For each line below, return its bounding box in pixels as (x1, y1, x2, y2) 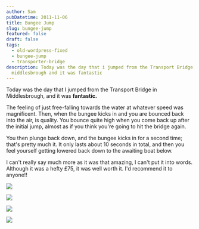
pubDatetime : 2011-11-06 (6, 14, 68, 20)
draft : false (6, 36, 39, 42)
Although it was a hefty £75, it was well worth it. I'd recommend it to (6, 165, 173, 172)
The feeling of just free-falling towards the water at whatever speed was (6, 104, 184, 111)
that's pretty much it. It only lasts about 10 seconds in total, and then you (6, 141, 185, 148)
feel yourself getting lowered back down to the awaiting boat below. (6, 147, 173, 154)
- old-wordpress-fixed (11, 48, 68, 54)
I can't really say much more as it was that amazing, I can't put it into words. (6, 159, 192, 166)
